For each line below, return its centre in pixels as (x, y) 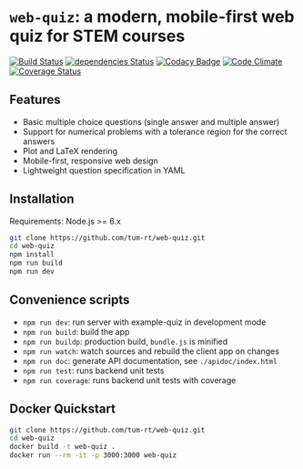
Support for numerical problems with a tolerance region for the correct (155, 131)
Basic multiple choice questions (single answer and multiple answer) (151, 121)
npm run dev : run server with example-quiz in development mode (144, 322)
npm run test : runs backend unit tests (93, 370)
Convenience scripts (70, 300)
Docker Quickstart (63, 409)
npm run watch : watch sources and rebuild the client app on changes (151, 351)
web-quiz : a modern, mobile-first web (152, 17)
